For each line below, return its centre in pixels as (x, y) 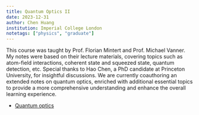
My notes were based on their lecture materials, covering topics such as (94, 57)
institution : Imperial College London (54, 28)
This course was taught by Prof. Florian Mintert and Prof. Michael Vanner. (96, 50)
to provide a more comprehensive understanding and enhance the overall (96, 88)
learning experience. (31, 94)
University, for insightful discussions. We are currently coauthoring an (91, 75)
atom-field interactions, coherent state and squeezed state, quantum (90, 63)
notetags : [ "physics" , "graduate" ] (50, 34)
